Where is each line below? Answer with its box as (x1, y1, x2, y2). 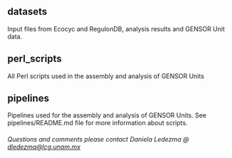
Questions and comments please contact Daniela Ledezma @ (7, 135, 189, 144)
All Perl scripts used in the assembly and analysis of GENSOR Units (7, 71, 205, 80)
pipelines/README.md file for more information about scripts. (7, 119, 188, 127)
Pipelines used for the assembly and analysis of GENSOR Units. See (7, 111, 207, 120)
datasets (7, 6, 48, 18)
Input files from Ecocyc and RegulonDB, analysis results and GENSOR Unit (7, 24, 226, 33)
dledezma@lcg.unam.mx (7, 142, 80, 152)
